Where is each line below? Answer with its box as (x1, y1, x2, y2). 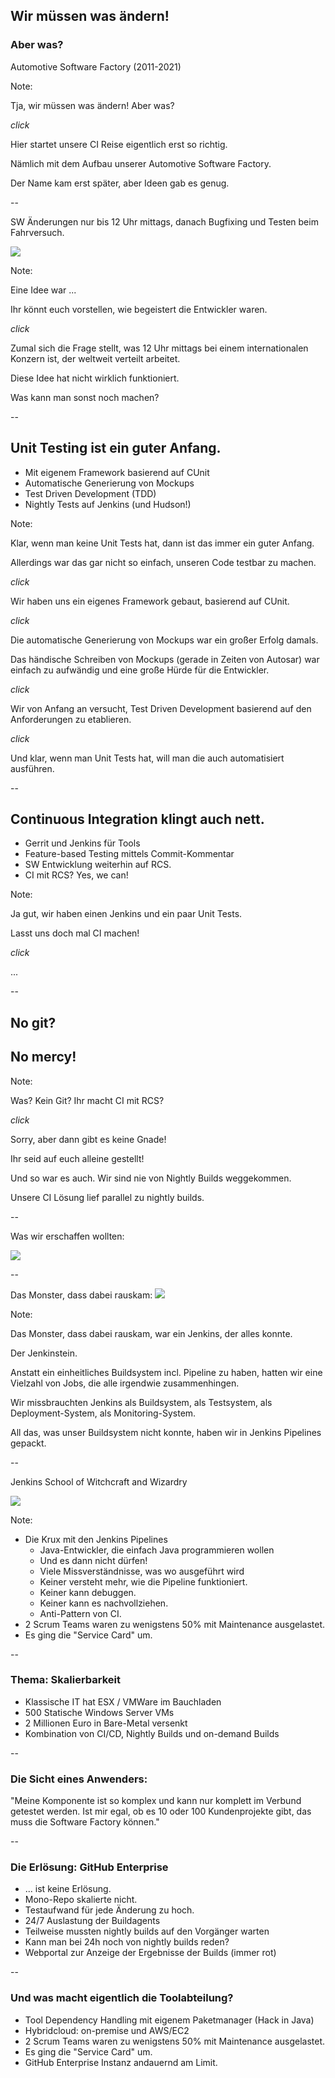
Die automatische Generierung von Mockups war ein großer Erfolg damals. (10, 634, 319, 646)
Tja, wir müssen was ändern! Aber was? (10, 99, 175, 111)
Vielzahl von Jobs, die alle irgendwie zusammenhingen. (10, 1377, 240, 1389)
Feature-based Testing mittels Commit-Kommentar (24, 848, 235, 860)
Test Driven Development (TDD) (24, 487, 157, 499)
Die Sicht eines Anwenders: (10, 1772, 148, 1786)
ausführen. (10, 762, 55, 774)
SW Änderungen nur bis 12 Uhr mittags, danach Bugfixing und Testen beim (10, 215, 319, 228)
